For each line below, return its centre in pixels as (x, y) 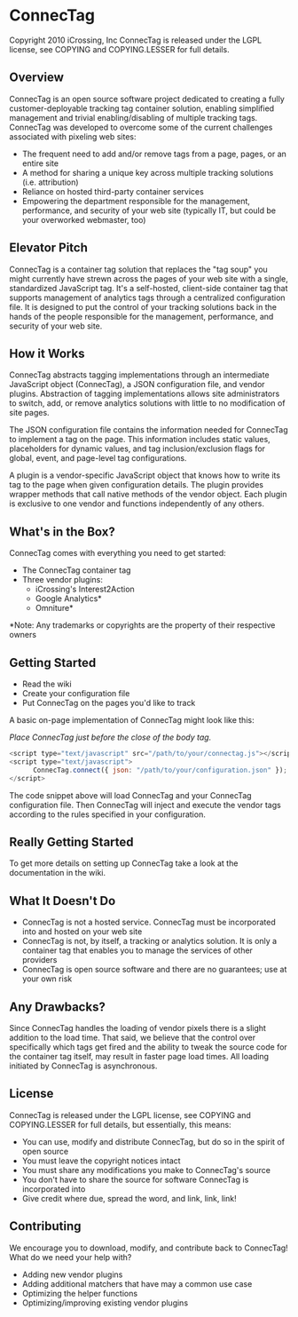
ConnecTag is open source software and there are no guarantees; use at (154, 970)
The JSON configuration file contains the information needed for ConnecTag (149, 430)
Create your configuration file (76, 693)
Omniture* (54, 608)
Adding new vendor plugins (72, 1274)
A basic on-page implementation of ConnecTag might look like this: (132, 720)
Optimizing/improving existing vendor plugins (105, 1303)
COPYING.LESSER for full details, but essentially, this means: (121, 1124)
